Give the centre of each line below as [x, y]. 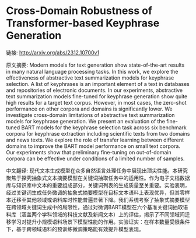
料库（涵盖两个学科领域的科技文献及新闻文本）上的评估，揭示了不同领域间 [95, 214]
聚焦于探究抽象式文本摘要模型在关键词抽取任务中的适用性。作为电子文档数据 [98, 178]
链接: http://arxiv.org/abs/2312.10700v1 [53, 52]
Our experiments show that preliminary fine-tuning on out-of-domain [89, 152]
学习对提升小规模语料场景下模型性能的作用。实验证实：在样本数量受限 [95, 222]
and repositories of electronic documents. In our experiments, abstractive [94, 90]
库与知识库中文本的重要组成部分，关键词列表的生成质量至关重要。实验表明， [98, 185]
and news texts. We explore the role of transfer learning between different [95, 140]
